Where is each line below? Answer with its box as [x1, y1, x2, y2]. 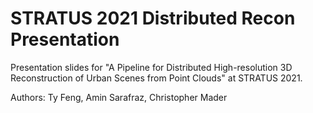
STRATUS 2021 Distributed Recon [10, 7, 296, 30]
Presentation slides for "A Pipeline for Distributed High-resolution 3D [10, 61, 293, 73]
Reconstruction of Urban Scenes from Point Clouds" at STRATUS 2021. [10, 72, 303, 84]
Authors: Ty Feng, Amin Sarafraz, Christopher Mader [10, 91, 228, 103]
